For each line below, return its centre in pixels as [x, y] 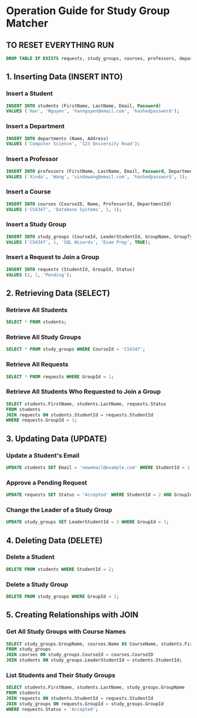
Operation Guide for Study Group [88, 11]
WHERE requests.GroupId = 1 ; [42, 420]
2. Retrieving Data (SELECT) [58, 293]
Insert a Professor [32, 159]
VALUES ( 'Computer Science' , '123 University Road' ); [73, 144]
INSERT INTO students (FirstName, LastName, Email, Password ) [84, 106]
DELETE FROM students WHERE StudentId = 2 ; [60, 569]
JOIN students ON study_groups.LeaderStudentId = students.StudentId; [94, 660]
